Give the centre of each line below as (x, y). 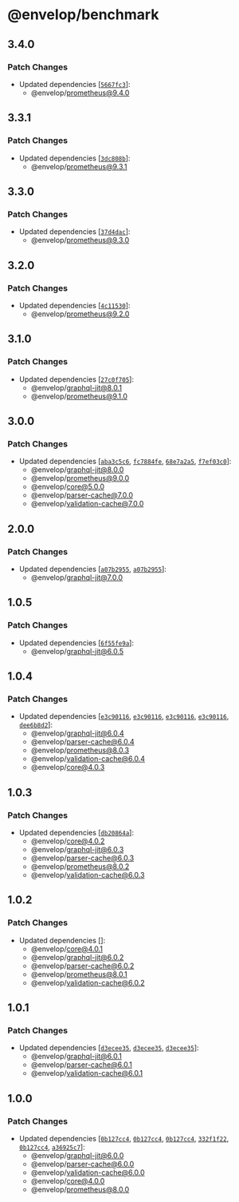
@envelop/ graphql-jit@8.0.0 (77, 470)
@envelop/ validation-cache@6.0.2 (88, 982)
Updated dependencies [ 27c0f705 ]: (76, 379)
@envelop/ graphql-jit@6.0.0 (77, 1156)
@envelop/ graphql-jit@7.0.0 (77, 577)
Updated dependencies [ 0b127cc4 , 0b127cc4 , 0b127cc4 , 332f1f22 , (124, 1139)
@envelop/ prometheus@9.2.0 (80, 314)
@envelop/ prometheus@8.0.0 (80, 1190)
